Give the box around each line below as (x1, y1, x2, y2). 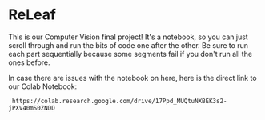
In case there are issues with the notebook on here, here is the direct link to (8, 73, 258, 82)
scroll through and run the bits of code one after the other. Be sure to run (8, 40, 249, 50)
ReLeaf (8, 6, 56, 24)
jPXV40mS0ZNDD (8, 104, 56, 112)
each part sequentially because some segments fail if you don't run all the (8, 49, 253, 58)
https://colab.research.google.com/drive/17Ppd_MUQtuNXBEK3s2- (11, 97, 227, 105)
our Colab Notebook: (8, 82, 78, 91)
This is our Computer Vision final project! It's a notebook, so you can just (8, 32, 248, 42)
